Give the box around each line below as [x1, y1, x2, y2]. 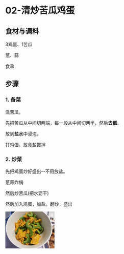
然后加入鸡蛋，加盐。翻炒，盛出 [5, 201, 72, 207]
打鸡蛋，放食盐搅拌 [5, 142, 46, 148]
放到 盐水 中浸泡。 [5, 130, 41, 136]
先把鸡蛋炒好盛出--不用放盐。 [5, 168, 68, 174]
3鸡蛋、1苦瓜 [5, 42, 33, 47]
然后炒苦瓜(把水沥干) [5, 190, 49, 196]
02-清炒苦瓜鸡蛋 [5, 5, 75, 16]
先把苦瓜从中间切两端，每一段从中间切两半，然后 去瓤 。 [5, 120, 121, 126]
